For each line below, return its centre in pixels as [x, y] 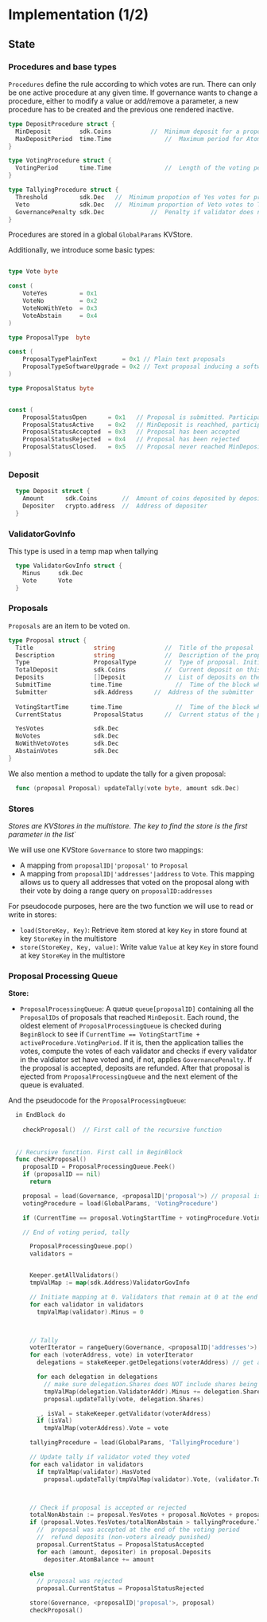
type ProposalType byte [49, 337]
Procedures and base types [62, 67]
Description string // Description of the [130, 655]
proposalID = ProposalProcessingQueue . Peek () [99, 1167]
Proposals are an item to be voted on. [69, 625]
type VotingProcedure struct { [60, 161]
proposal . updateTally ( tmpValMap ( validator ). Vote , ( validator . [149, 1479]
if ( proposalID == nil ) [62, 1174]
